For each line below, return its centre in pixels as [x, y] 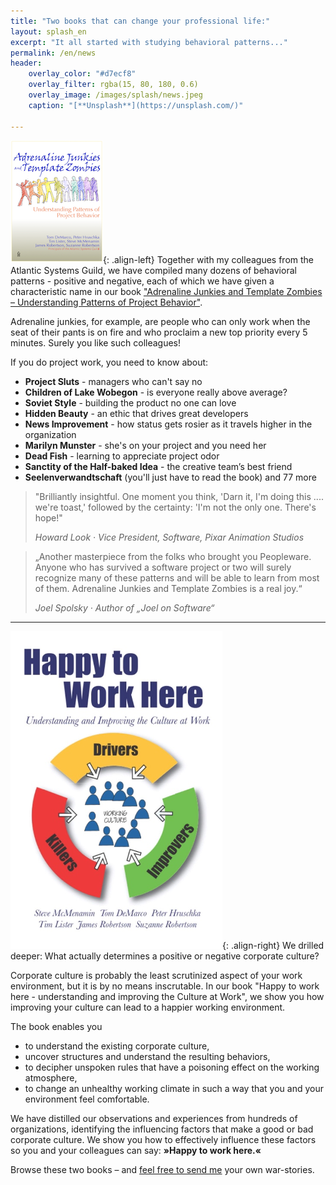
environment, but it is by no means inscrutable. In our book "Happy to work [165, 986]
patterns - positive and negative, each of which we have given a [142, 281]
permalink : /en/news [53, 53]
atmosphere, [51, 1077]
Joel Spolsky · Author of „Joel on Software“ [124, 607]
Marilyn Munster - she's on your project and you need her [145, 445]
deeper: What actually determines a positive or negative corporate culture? [165, 956]
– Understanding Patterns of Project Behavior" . [106, 302]
